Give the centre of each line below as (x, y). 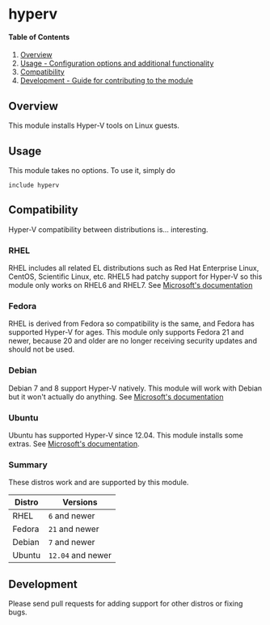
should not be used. (42, 349)
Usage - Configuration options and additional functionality (117, 63)
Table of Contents (39, 36)
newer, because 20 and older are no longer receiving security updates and (133, 341)
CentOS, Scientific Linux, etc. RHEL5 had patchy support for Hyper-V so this (135, 277)
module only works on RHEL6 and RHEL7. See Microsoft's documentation (131, 285)
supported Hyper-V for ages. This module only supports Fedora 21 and (126, 332)
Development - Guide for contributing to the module (107, 81)
